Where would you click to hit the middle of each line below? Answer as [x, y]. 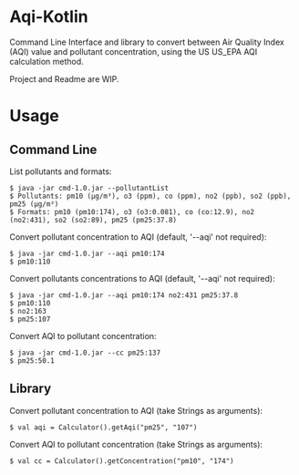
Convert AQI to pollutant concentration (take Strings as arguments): [136, 444]
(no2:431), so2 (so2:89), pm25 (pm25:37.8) [93, 220]
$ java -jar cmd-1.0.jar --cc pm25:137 [85, 353]
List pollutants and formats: [61, 171]
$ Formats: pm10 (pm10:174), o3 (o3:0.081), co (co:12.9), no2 [132, 212]
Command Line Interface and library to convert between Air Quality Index [147, 42]
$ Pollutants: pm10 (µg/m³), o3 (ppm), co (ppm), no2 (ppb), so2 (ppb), [150, 196]
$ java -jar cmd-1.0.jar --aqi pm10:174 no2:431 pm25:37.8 [124, 295]
